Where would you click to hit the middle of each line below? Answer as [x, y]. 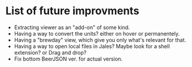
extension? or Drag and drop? [50, 52]
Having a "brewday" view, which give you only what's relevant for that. [100, 40]
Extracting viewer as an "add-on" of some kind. [72, 27]
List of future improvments [72, 11]
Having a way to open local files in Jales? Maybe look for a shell [92, 46]
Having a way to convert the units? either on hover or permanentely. [97, 33]
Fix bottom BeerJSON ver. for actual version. [68, 59]
